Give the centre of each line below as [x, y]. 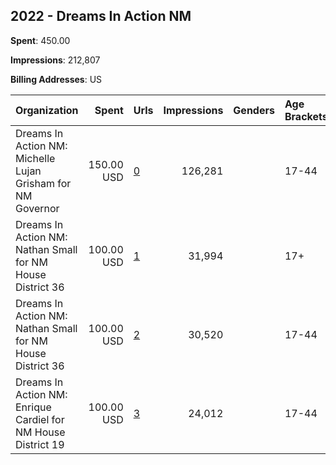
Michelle [35, 158]
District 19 [40, 444]
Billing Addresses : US [56, 79]
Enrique [33, 407]
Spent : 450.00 [40, 40]
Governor [37, 208]
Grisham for [43, 183]
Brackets [306, 116]
